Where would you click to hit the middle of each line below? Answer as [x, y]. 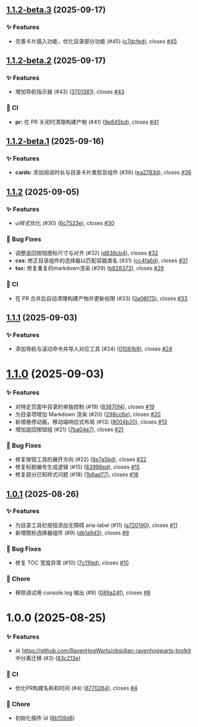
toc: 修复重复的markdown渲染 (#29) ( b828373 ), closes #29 [90, 268]
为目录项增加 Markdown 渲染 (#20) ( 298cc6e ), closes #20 [88, 414]
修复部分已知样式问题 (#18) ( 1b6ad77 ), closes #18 [77, 474]
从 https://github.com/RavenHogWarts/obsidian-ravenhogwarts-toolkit [103, 650]
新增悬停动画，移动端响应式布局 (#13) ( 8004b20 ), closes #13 [91, 422]
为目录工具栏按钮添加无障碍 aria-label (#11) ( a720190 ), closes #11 [96, 525]
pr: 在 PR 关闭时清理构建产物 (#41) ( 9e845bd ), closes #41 [87, 122]
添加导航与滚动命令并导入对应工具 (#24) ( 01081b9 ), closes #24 [94, 349]
